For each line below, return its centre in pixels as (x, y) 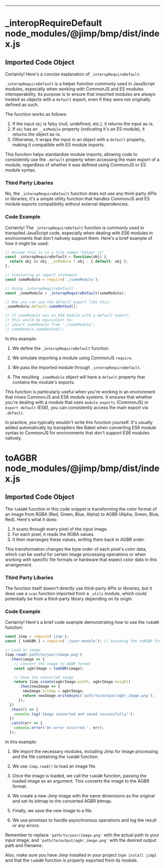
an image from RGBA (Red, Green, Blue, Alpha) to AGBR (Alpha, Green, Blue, (82, 514)
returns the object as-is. (37, 134)
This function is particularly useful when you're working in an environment (80, 392)
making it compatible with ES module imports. (58, 145)
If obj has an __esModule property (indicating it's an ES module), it (78, 129)
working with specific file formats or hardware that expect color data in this (81, 559)
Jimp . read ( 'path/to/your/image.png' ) (44, 655)
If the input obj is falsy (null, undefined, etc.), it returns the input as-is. (83, 124)
